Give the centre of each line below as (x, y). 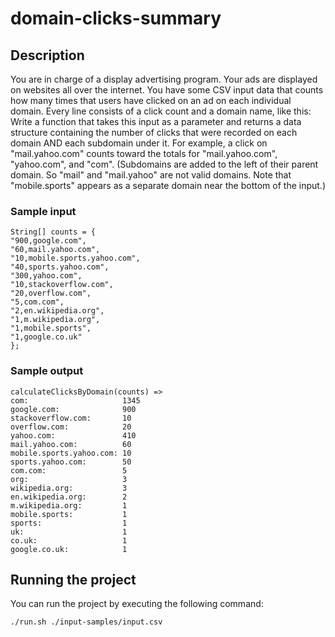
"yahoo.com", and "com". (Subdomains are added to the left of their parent (164, 164)
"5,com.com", (37, 302)
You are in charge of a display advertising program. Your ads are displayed (164, 79)
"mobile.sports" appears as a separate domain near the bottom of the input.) (168, 185)
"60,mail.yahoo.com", (55, 250)
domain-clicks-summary (116, 18)
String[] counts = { (53, 232)
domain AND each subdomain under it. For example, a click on (139, 143)
